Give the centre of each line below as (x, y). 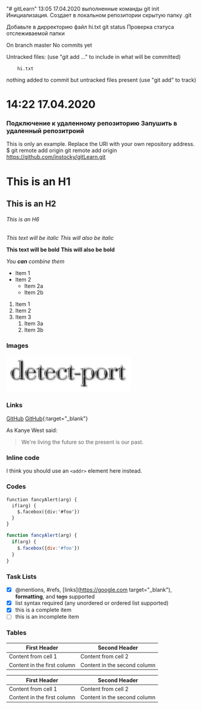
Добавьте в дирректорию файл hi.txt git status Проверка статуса (90, 27)
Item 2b (34, 293)
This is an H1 (39, 181)
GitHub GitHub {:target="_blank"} (47, 418)
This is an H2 (31, 204)
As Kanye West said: (32, 430)
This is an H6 (23, 219)
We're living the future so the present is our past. (82, 442)
